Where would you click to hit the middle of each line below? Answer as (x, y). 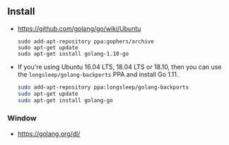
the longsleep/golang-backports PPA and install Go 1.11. (98, 74)
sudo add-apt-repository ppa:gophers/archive (86, 42)
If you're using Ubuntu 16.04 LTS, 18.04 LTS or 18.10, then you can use (119, 67)
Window (22, 118)
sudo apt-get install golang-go (65, 100)
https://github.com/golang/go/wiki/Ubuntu (79, 28)
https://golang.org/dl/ (49, 134)
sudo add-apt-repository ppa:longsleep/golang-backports (103, 87)
